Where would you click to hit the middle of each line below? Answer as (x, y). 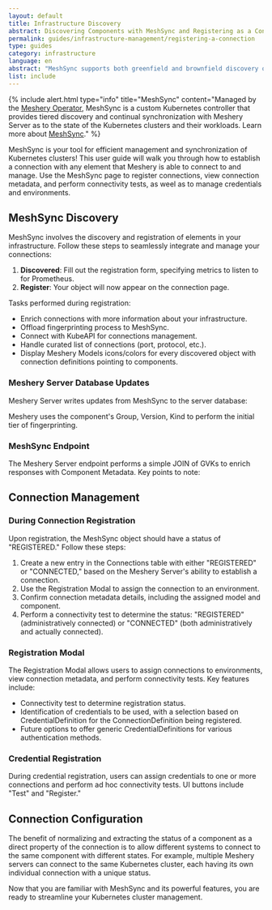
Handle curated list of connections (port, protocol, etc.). (113, 344)
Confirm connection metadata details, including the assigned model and (140, 597)
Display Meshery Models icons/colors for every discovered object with (138, 353)
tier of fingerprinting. (43, 425)
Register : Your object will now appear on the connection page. (125, 288)
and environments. (40, 192)
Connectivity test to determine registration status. (103, 703)
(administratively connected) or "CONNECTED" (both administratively (136, 623)
